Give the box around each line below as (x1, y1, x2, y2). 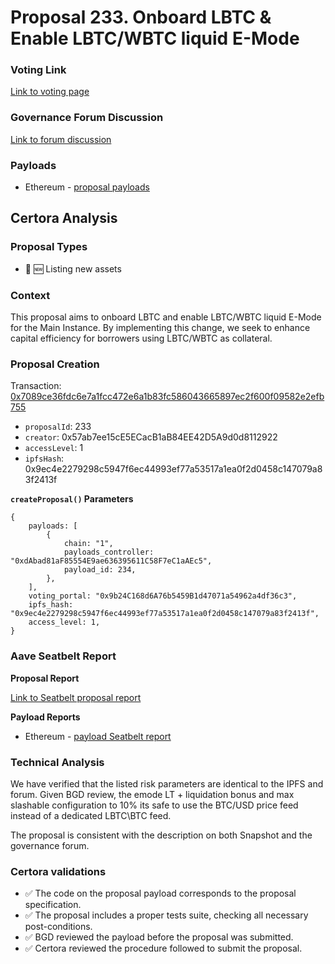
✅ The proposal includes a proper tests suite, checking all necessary (24, 909, 309, 921)
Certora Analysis (10, 210, 118, 227)
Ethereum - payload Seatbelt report (24, 730, 172, 742)
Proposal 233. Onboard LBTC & (10, 6, 272, 29)
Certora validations (10, 864, 107, 878)
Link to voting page (10, 86, 90, 98)
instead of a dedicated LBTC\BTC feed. (10, 809, 172, 821)
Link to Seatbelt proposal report (10, 691, 142, 703)
